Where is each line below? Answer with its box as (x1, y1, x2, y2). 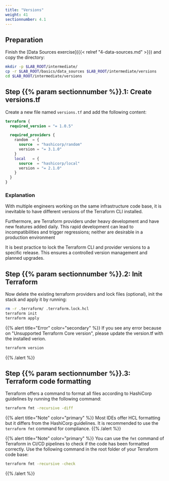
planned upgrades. (5, 255, 44, 261)
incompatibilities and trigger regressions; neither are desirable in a (5, 229, 143, 235)
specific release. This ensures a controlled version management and (5, 250, 148, 256)
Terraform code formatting (5, 377, 91, 385)
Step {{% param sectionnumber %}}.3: (5, 369, 131, 378)
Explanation (5, 191, 35, 198)
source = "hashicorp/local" (18, 161, 80, 166)
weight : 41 (5, 12, 28, 17)
